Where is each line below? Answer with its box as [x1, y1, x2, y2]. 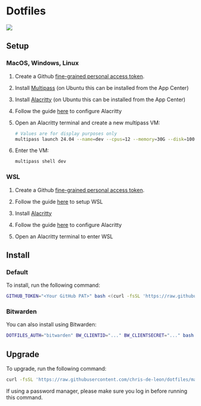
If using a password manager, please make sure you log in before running [6, 387, 187, 395]
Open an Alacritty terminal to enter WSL [14, 232, 114, 240]
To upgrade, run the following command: [6, 365, 106, 372]
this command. [6, 393, 43, 401]
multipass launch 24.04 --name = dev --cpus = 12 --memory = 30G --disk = [14, 136, 187, 142]
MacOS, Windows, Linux [6, 59, 79, 67]
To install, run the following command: [6, 281, 100, 289]
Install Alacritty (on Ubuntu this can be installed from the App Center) [14, 96, 185, 103]
